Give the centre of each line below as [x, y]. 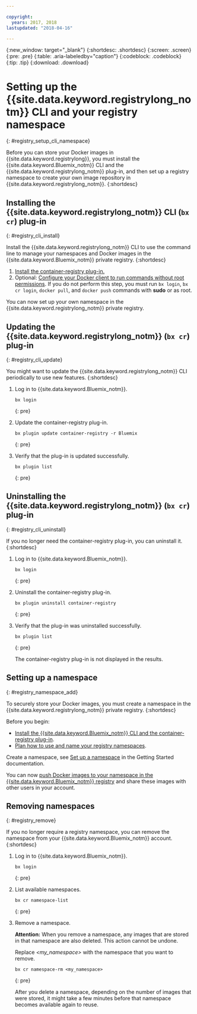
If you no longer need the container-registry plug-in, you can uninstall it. [94, 541]
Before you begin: [28, 721]
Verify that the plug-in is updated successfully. [72, 456]
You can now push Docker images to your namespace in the [80, 775]
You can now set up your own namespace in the [65, 302]
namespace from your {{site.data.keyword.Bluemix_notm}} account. [89, 838]
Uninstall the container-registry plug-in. [63, 592]
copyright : [20, 17]
